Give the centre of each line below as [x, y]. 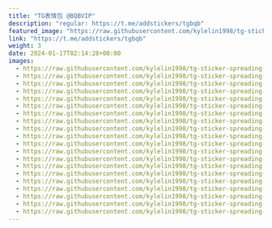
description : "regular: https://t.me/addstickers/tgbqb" [106, 23]
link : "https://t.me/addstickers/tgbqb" [78, 38]
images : [21, 61]
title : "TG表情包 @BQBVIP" [52, 16]
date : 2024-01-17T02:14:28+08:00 [65, 53]
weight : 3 [25, 46]
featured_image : [36, 31]
